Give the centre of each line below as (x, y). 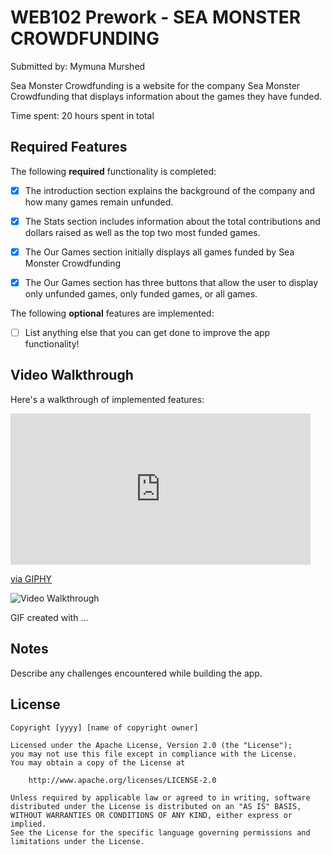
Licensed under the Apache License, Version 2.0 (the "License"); (151, 745)
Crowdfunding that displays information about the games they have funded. (166, 96)
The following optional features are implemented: (112, 313)
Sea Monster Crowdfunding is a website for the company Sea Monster (155, 85)
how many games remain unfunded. (99, 202)
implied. (28, 824)
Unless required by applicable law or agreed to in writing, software (160, 797)
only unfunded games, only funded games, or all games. (141, 294)
